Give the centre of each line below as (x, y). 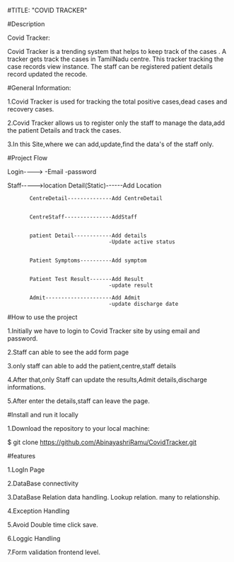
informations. (27, 387)
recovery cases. (31, 109)
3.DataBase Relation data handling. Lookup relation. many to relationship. (114, 497)
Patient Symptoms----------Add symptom (88, 260)
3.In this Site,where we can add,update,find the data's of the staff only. (111, 144)
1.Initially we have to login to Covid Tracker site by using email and (104, 331)
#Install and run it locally (43, 415)
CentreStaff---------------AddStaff (83, 217)
